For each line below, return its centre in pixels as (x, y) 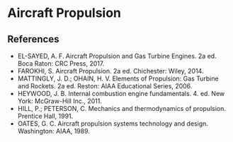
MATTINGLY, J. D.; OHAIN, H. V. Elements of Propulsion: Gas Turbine (118, 78)
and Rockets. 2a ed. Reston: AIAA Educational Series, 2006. (105, 86)
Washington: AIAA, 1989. (54, 131)
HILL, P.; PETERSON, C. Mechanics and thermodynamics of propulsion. (122, 108)
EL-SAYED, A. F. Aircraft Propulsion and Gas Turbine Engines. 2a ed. (117, 56)
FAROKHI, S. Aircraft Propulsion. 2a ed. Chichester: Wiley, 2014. (110, 71)
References (33, 39)
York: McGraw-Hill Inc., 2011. (60, 101)
